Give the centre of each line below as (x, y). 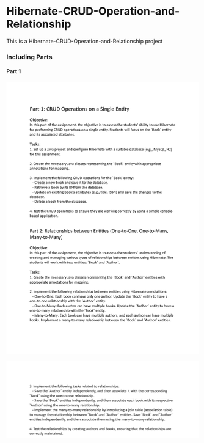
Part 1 (14, 71)
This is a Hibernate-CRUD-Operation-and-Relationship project (85, 41)
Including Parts (30, 57)
